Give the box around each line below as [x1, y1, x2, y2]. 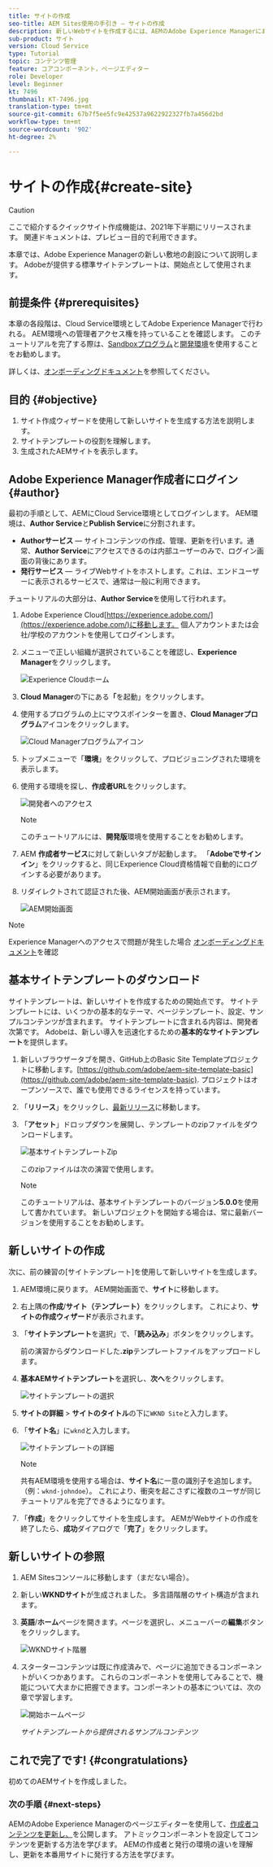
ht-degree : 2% [8, 133, 57, 141]
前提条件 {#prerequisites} [8, 295, 140, 309]
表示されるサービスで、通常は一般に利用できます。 [34, 577, 205, 586]
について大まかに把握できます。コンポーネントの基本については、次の [27, 1682, 262, 1692]
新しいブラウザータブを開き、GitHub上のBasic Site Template [19, 1054, 223, 1064]
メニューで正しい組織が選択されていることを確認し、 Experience [19, 648, 237, 657]
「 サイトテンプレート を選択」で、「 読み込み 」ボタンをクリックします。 [19, 1328, 258, 1338]
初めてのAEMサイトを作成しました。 [8, 1777, 132, 1786]
